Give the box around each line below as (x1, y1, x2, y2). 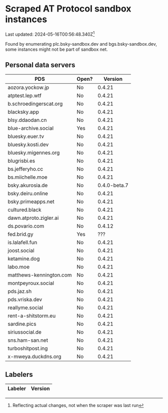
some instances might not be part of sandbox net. (5, 46, 108, 52)
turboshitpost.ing (7, 345, 48, 352)
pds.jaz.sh (7, 288, 32, 295)
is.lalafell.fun (7, 239, 37, 246)
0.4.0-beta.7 (97, 182, 128, 189)
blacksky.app (7, 108, 39, 115)
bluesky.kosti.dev (7, 141, 49, 148)
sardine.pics (7, 321, 36, 328)
